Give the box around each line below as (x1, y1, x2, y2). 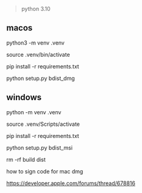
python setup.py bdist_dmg (6, 75, 75, 82)
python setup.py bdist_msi (6, 144, 73, 151)
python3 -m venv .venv (6, 39, 65, 46)
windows (6, 92, 42, 103)
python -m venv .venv (6, 108, 62, 115)
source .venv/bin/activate (6, 51, 70, 58)
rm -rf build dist (6, 156, 46, 163)
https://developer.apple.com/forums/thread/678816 (6, 180, 136, 187)
